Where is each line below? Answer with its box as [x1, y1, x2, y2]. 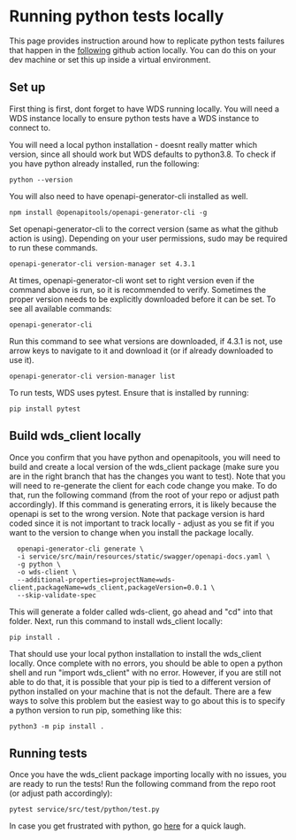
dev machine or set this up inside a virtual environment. [9, 54, 211, 65]
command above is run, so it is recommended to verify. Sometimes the [9, 284, 267, 295]
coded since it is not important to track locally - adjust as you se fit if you [9, 518, 275, 528]
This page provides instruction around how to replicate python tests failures [9, 35, 285, 46]
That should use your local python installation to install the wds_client [9, 648, 262, 659]
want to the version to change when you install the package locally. [9, 527, 254, 537]
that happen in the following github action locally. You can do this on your [9, 44, 277, 55]
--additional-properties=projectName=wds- [17, 575, 176, 584]
